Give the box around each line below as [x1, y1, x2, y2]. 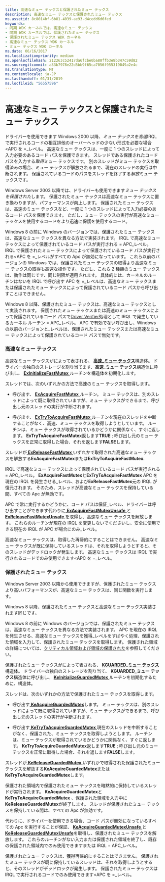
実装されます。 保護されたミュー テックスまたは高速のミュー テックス [9, 307, 151, 313]
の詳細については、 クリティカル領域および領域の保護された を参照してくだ [5, 645, 156, 651]
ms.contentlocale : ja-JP [5, 72, 56, 77]
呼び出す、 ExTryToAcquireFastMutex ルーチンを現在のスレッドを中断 [12, 414, 157, 420]
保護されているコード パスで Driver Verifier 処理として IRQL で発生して [13, 313, 154, 319]
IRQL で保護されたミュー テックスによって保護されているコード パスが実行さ [5, 247, 161, 253]
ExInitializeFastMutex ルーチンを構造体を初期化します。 [23, 370, 139, 376]
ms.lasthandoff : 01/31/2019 [5, 76, 63, 81]
